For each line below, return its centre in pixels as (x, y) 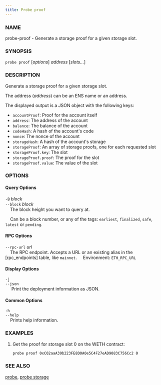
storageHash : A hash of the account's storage (59, 141)
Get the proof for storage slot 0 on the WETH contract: (68, 344)
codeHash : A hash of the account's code (53, 131)
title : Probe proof (25, 10)
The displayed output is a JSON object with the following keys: (69, 105)
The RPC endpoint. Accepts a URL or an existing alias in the (71, 252)
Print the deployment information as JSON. (55, 289)
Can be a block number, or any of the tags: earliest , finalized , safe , (81, 219)
